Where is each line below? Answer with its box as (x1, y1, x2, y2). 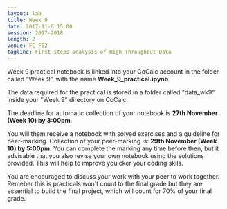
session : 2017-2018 (7, 29, 64, 37)
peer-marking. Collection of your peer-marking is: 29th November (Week (7, 137, 217, 145)
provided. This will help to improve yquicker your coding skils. (7, 159, 183, 167)
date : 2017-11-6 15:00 (7, 23, 73, 30)
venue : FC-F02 (7, 42, 48, 49)
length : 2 (7, 36, 36, 43)
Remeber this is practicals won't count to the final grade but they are (7, 179, 203, 188)
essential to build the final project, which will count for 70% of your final (7, 187, 212, 195)
